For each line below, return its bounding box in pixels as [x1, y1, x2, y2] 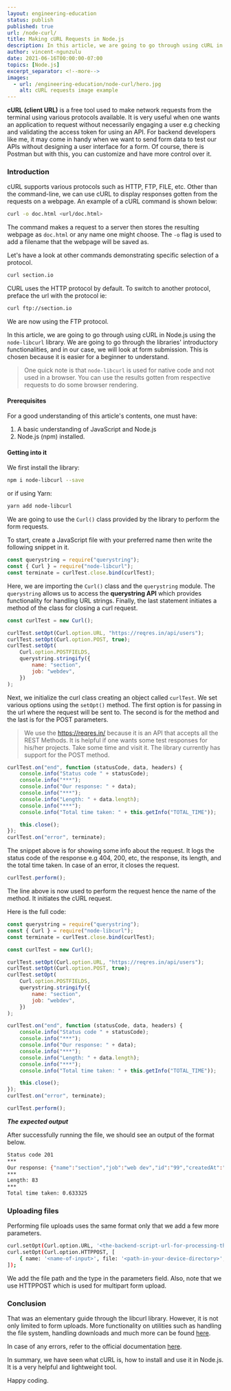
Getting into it [7, 448, 47, 456]
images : [7, 74, 30, 81]
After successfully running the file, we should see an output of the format [7, 1130, 214, 1139]
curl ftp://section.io [7, 305, 72, 312]
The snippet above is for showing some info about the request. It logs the [7, 846, 214, 855]
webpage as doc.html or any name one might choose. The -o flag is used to [7, 230, 222, 238]
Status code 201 [7, 1151, 54, 1158]
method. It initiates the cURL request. [7, 894, 112, 903]
